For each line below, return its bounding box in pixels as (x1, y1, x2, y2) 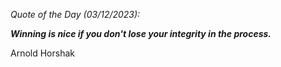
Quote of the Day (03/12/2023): (10, 9, 141, 20)
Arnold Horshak (10, 47, 75, 59)
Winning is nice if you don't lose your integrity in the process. (10, 28, 272, 39)
